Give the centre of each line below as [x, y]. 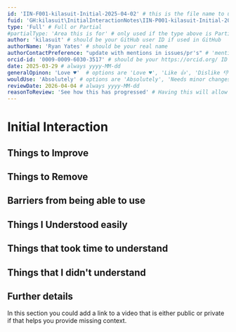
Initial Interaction [58, 127]
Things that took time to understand [88, 249]
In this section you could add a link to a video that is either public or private [116, 313]
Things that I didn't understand [77, 273]
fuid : [15, 20]
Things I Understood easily [67, 225]
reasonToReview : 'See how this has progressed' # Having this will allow [118, 92]
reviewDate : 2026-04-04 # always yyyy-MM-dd [73, 86]
